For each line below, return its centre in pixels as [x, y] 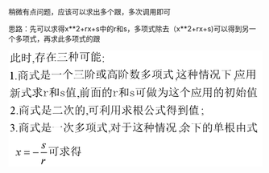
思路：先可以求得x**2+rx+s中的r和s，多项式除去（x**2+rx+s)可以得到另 [129, 29]
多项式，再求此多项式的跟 [58, 39]
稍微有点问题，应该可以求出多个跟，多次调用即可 [89, 12]
